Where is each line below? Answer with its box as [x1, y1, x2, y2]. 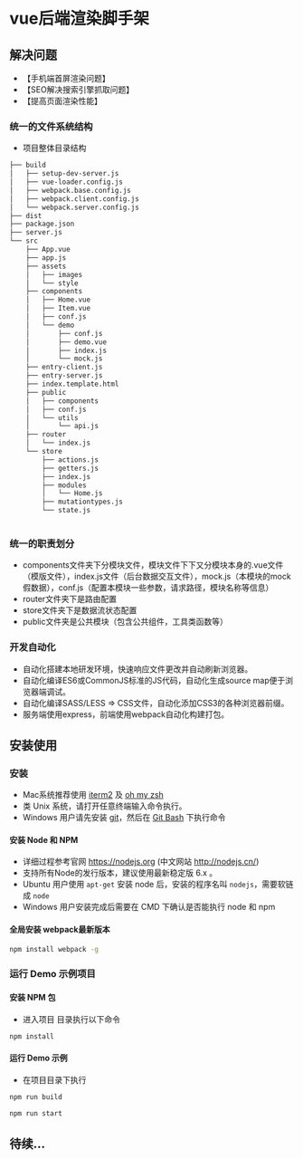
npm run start [9, 1108, 63, 1118]
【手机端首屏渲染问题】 [22, 73, 110, 83]
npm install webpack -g [9, 944, 99, 953]
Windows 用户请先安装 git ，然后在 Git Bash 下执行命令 [22, 812, 226, 823]
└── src [9, 236, 39, 245]
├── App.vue [25, 245, 71, 254]
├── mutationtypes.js [42, 497, 124, 507]
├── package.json [9, 219, 75, 229]
